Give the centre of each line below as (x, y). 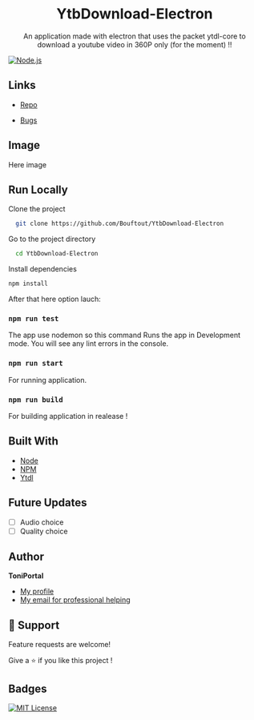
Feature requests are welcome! (59, 645)
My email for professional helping (75, 600)
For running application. (48, 380)
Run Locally (38, 189)
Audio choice (42, 522)
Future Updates (48, 503)
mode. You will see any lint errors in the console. (89, 344)
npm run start (36, 364)
